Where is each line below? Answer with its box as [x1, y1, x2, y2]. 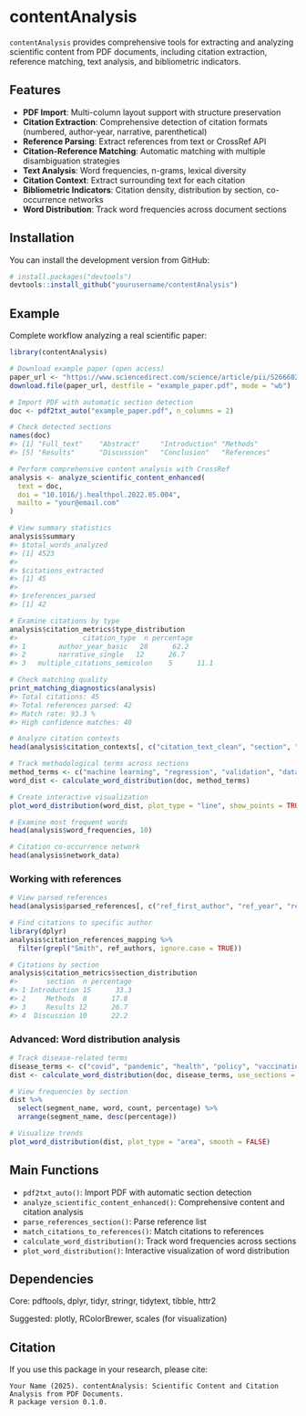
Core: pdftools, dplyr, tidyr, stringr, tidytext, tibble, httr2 [9, 1295, 217, 1306]
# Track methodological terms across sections [9, 760, 189, 769]
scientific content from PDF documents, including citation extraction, [9, 46, 268, 57]
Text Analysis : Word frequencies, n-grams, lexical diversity [22, 164, 247, 175]
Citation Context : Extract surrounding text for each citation [22, 174, 246, 185]
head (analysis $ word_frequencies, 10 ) [9, 826, 153, 835]
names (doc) [9, 431, 51, 440]
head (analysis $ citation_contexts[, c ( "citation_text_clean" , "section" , [9, 742, 291, 752]
